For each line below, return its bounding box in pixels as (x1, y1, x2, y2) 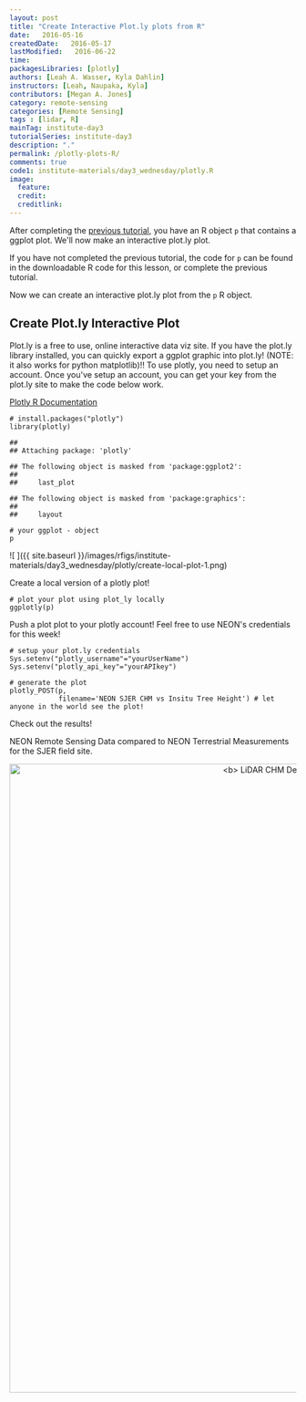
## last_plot (9, 478, 76, 487)
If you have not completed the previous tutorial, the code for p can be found (9, 252, 293, 263)
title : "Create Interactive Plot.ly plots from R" (9, 22, 206, 31)
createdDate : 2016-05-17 (9, 38, 112, 48)
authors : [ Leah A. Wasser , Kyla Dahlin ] (9, 73, 166, 82)
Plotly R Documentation (9, 396, 98, 407)
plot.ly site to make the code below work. (9, 379, 164, 389)
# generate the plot (9, 678, 88, 687)
